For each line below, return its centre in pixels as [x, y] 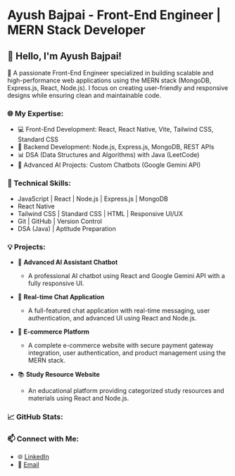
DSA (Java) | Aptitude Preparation [66, 228]
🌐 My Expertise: [36, 113]
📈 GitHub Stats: [35, 417]
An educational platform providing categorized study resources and [126, 390]
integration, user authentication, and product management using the [127, 353]
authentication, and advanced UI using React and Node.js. [112, 318]
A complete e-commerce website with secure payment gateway [121, 345]
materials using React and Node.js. [78, 398]
